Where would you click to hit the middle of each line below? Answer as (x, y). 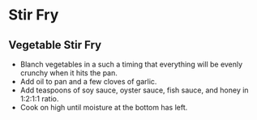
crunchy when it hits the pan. (69, 73)
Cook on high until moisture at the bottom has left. (104, 107)
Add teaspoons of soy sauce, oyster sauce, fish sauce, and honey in (134, 90)
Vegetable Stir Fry (55, 45)
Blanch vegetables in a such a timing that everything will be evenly (131, 64)
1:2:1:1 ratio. (39, 99)
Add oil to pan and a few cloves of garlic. (88, 81)
